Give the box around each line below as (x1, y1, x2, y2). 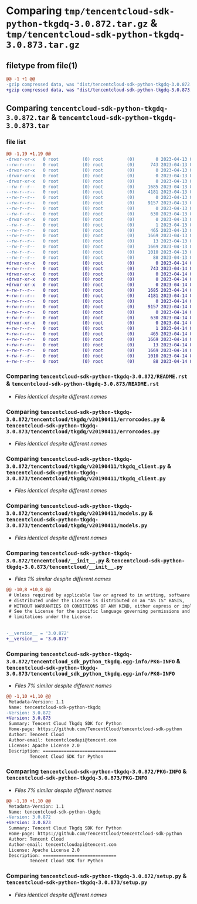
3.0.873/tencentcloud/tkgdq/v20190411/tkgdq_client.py (6, 475, 166, 482)
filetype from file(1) (6, 60, 78, 70)
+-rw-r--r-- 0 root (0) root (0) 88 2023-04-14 (6, 358, 188, 365)
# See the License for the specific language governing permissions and (8, 609, 191, 615)
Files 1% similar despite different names (14, 575, 111, 582)
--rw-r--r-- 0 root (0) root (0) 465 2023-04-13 (6, 227, 188, 233)
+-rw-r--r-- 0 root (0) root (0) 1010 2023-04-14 (6, 353, 188, 359)
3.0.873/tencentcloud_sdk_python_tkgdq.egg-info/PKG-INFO (6, 670, 175, 677)
